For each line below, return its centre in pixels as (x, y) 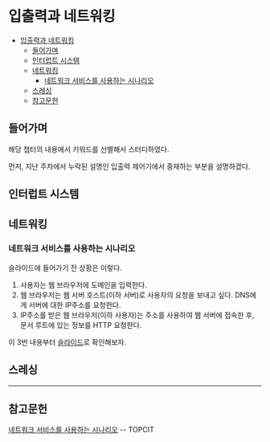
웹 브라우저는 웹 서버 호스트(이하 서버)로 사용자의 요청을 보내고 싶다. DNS (135, 295)
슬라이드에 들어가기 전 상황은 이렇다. (65, 268)
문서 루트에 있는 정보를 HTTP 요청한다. (81, 325)
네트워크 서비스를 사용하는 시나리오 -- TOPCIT (81, 430)
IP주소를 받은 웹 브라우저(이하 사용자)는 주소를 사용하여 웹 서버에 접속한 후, (137, 315)
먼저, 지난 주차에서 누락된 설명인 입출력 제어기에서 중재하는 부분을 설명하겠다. (129, 166)
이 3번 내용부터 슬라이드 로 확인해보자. (67, 342)
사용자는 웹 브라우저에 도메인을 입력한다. (83, 284)
